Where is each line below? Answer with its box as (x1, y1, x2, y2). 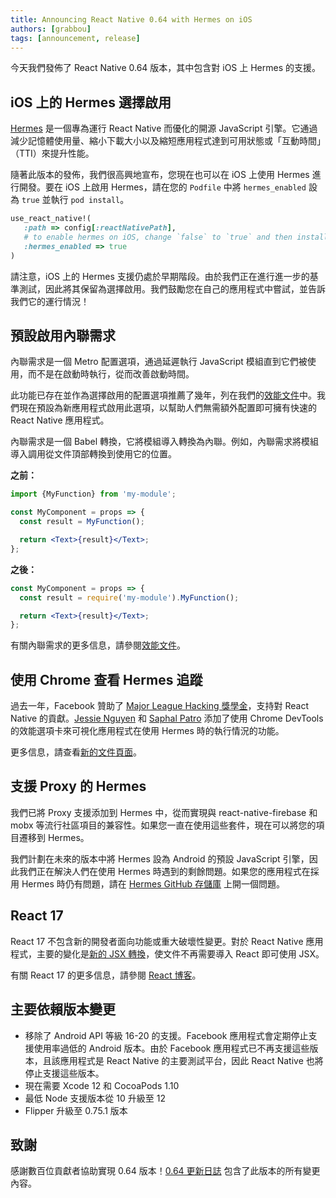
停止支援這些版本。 (24, 1067, 105, 1079)
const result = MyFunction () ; (19, 517, 145, 527)
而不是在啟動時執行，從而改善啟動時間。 (27, 368, 195, 380)
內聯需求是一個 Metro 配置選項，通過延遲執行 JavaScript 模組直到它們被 (10, 356, 308, 368)
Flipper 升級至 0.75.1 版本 (24, 1104, 128, 1116)
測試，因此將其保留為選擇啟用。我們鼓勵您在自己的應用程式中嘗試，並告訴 (18, 282, 326, 295)
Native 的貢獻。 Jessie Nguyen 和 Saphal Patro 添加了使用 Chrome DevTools (10, 712, 324, 725)
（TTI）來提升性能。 (10, 147, 95, 160)
